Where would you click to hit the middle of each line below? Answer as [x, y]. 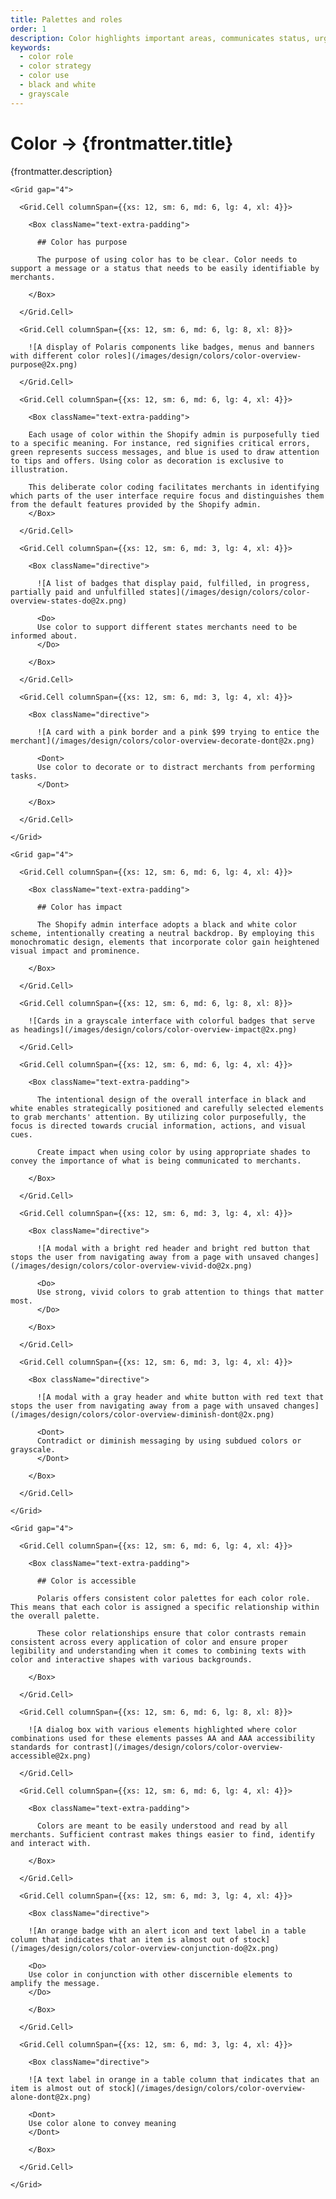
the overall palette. [55, 1616]
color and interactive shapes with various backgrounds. [131, 1659]
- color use [44, 76]
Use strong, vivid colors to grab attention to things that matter [180, 1292]
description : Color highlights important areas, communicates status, [160, 38]
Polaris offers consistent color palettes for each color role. [173, 1598]
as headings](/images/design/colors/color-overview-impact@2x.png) [154, 1029]
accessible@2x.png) [51, 1756]
